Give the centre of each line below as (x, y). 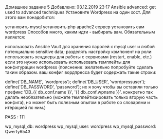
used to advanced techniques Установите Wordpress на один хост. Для (78, 12)
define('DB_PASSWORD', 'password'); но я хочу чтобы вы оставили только (81, 87)
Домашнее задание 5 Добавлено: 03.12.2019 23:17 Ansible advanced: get (81, 7)
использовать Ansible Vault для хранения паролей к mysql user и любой (80, 46)
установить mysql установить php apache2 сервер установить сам (75, 27)
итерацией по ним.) (26, 107)
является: (15, 37)
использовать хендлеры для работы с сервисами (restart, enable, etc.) (79, 57)
